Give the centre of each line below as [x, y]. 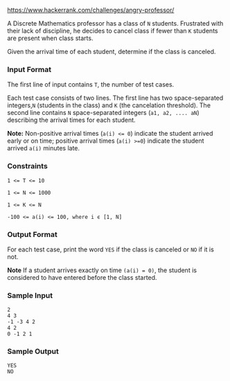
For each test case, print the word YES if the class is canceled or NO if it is [111, 249]
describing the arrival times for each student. [72, 120]
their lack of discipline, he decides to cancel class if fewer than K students [113, 31]
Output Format [32, 234]
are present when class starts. [50, 38]
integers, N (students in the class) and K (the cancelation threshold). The [109, 105]
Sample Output [33, 351]
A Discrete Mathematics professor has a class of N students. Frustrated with [115, 23]
